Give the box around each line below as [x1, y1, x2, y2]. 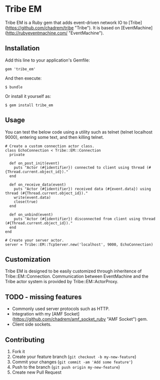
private [9, 152, 25, 157]
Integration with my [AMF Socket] [12, 311, 80, 317]
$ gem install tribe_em [5, 103, 53, 108]
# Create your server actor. [5, 238, 64, 243]
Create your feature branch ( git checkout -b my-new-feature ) [12, 354, 137, 359]
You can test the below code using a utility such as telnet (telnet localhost [5, 129, 153, 135]
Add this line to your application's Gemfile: [5, 57, 90, 63]
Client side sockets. [12, 321, 52, 327]
